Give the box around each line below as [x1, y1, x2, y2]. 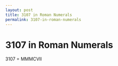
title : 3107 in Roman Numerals [5, 12, 72, 17]
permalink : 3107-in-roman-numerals [5, 17, 82, 22]
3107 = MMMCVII [5, 56, 42, 62]
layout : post [5, 7, 33, 13]
